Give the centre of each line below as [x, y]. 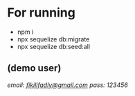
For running [42, 13]
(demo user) [34, 68]
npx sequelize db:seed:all [54, 46]
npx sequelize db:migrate [53, 39]
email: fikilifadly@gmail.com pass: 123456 [67, 85]
